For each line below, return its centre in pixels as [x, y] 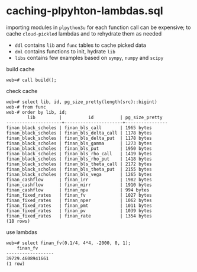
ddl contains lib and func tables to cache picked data [80, 45]
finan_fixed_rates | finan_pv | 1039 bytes [79, 211]
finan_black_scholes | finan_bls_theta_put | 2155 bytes [79, 169]
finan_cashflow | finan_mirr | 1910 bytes [79, 185]
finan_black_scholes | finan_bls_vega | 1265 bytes [79, 174]
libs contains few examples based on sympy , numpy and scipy [89, 57]
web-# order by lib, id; [37, 112]
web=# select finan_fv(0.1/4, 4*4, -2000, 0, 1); [69, 243]
